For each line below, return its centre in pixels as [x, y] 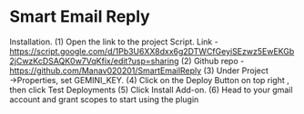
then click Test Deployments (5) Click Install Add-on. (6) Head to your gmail [151, 90]
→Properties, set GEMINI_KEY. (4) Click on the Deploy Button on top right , [149, 80]
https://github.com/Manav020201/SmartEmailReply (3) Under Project [139, 71]
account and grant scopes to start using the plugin [104, 99]
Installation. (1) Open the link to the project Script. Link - [114, 42]
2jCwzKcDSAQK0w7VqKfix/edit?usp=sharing [94, 61]
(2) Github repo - [213, 61]
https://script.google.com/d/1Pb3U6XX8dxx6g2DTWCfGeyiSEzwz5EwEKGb [152, 51]
